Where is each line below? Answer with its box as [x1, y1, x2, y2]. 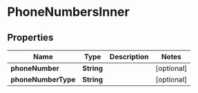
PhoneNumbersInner [7, 4, 130, 20]
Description [109, 52, 150, 61]
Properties [7, 32, 54, 43]
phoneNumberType [10, 75, 76, 84]
